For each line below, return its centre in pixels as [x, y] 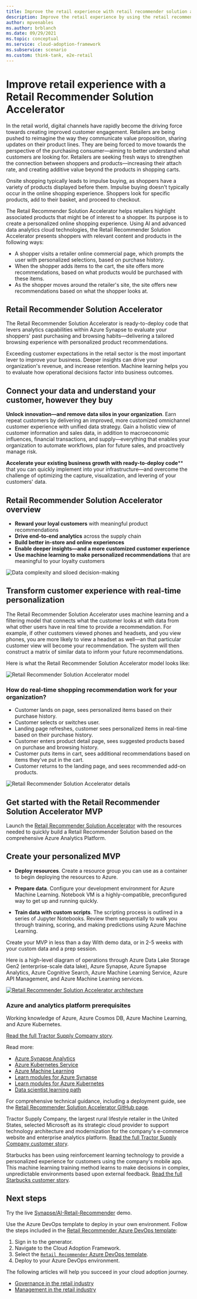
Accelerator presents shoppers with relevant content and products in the [94, 236]
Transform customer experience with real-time [94, 591]
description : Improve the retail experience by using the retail [87, 17]
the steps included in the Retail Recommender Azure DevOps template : [92, 1230]
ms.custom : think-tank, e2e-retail [50, 55]
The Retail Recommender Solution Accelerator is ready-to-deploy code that [97, 323]
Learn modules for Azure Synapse [56, 1077]
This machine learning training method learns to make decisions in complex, [98, 1168]
